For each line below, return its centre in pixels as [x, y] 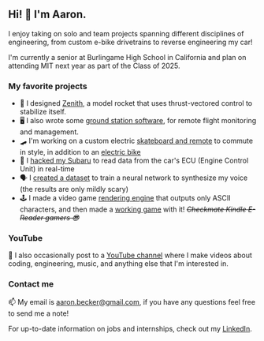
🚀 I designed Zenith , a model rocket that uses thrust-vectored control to [136, 103]
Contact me [31, 284]
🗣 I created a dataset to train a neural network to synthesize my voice [134, 178]
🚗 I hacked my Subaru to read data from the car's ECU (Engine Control [134, 161]
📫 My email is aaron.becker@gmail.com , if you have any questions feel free [132, 302]
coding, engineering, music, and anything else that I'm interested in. [118, 264]
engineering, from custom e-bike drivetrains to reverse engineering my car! [130, 42]
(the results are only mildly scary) [74, 189]
